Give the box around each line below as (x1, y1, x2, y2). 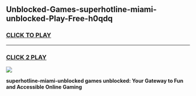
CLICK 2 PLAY (6, 53, 47, 61)
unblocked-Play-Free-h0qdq (6, 14, 113, 24)
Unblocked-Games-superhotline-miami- (6, 5, 157, 15)
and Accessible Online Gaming (6, 83, 82, 90)
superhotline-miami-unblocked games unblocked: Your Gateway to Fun (6, 77, 184, 84)
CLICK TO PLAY (6, 31, 51, 40)
